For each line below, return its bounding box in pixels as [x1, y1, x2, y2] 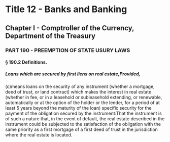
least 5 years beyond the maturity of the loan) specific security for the [5, 105, 152, 111]
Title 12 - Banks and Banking [5, 4, 127, 15]
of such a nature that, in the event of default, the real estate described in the [5, 116, 165, 122]
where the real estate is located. [5, 132, 73, 138]
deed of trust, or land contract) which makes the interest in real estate [5, 89, 152, 95]
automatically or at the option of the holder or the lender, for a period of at [5, 100, 160, 106]
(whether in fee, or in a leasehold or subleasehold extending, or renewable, [5, 94, 162, 101]
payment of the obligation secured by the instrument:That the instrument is [5, 110, 162, 117]
